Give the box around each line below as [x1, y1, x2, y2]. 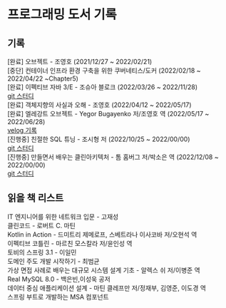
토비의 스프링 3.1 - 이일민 [7, 247, 77, 257]
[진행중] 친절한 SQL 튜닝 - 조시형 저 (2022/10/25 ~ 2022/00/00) [7, 135, 190, 143]
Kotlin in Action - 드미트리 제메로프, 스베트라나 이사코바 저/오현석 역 [7, 230, 197, 239]
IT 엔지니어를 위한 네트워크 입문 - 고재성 [7, 212, 119, 221]
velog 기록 [7, 126, 37, 134]
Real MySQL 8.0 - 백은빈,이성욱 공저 [7, 274, 111, 283]
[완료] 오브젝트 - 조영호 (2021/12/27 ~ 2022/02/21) [7, 58, 153, 66]
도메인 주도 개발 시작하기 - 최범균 [7, 257, 100, 265]
